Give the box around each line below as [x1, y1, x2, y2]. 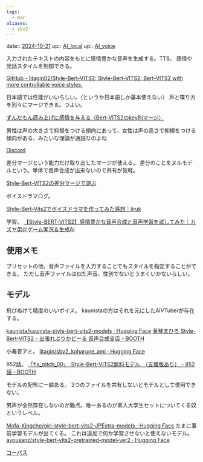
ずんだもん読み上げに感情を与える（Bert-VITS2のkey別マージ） [6, 114, 164, 121]
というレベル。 [6, 409, 43, 416]
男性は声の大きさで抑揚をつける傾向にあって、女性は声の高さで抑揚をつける [6, 127, 196, 134]
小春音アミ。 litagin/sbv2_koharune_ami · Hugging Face [6, 347, 145, 355]
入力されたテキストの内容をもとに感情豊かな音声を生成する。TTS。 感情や [6, 55, 193, 62]
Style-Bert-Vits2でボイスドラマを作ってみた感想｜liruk [6, 206, 141, 213]
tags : [6, 8, 20, 15]
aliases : [6, 20, 28, 26]
